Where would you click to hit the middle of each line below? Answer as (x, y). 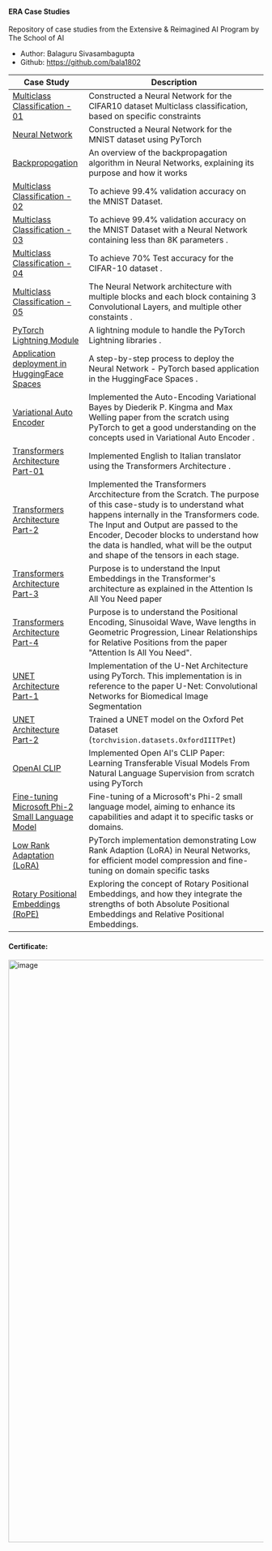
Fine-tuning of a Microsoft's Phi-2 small (166, 797)
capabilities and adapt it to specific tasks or (171, 817)
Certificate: (28, 946)
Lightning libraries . (125, 341)
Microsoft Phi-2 (43, 807)
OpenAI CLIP (37, 768)
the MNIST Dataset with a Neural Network (168, 230)
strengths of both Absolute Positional (159, 904)
